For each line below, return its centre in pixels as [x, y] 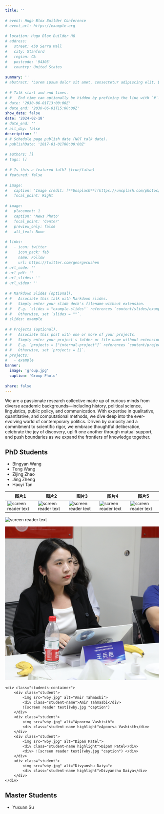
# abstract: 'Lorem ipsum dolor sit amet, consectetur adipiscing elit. [81, 82]
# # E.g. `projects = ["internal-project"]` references [65, 345]
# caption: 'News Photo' [32, 216]
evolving [14, 421]
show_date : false [23, 113]
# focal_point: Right [29, 196]
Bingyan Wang [27, 464]
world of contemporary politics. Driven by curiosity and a [81, 421]
